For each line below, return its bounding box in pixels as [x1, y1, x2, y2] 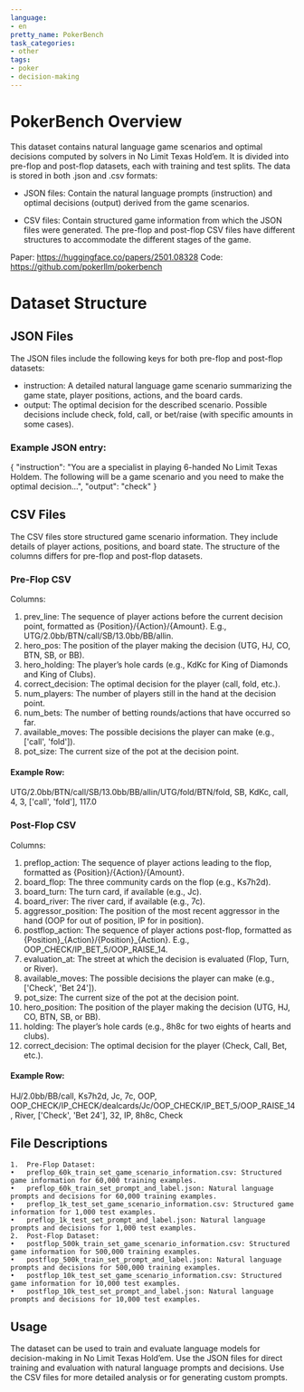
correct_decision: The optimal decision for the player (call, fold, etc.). [23, 678, 281, 689]
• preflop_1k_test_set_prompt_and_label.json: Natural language [10, 1215, 266, 1224]
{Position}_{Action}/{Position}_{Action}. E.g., [23, 934, 190, 945]
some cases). [23, 418, 75, 429]
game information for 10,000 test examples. [10, 1279, 181, 1288]
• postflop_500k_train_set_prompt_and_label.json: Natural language [10, 1255, 282, 1264]
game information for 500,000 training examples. [10, 1247, 202, 1256]
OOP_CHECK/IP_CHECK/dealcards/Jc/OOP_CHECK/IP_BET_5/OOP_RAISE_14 [10, 1099, 296, 1110]
